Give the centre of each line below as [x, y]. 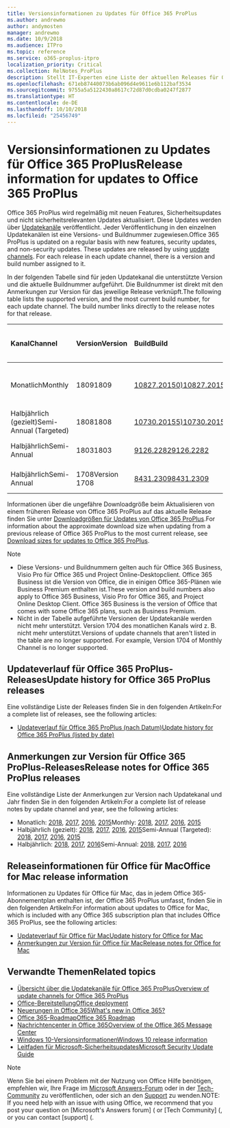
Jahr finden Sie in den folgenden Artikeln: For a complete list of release [106, 802]
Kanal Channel [34, 343]
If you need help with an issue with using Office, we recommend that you [110, 1103]
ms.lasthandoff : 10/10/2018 [47, 109]
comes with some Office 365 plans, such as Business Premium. [106, 611]
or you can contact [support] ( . [51, 1117]
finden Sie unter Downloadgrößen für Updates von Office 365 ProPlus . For [111, 519]
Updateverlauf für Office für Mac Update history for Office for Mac [110, 936]
